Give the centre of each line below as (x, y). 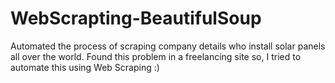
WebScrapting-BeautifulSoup (136, 18)
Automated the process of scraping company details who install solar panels (168, 46)
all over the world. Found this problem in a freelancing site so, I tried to (156, 56)
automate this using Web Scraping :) (85, 67)
